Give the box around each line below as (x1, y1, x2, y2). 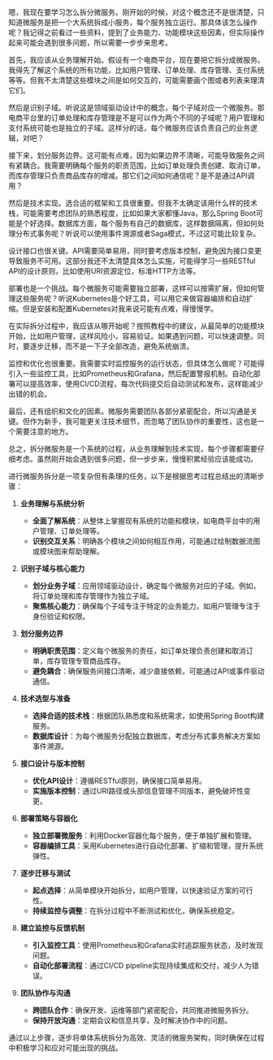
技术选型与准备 (19, 694, 71, 703)
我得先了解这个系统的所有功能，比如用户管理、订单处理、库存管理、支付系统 (8, 65, 265, 75)
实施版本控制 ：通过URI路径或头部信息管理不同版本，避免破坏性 (32, 786, 244, 795)
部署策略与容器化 (19, 814, 78, 823)
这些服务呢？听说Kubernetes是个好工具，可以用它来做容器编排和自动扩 (15, 294, 253, 303)
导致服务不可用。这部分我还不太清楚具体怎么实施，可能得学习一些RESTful (8, 256, 256, 266)
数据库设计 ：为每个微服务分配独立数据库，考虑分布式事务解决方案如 (32, 731, 261, 741)
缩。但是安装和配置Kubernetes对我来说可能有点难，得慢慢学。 (8, 304, 218, 314)
